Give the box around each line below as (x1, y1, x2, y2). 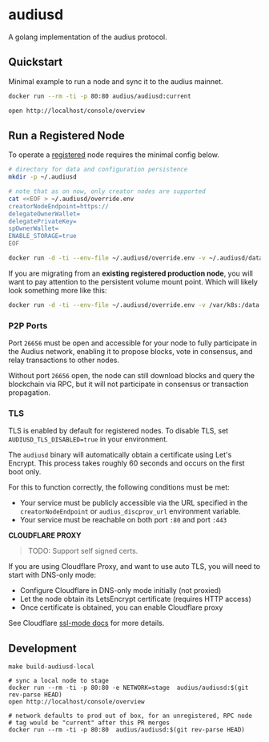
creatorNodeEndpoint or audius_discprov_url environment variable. (19, 506, 242, 516)
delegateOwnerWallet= (8, 210, 81, 218)
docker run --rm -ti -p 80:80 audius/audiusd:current (8, 92, 192, 100)
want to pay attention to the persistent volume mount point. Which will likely (8, 276, 259, 286)
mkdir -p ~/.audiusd (8, 173, 78, 181)
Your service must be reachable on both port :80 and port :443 (19, 515, 227, 525)
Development (8, 641, 78, 655)
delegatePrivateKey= (8, 217, 78, 225)
